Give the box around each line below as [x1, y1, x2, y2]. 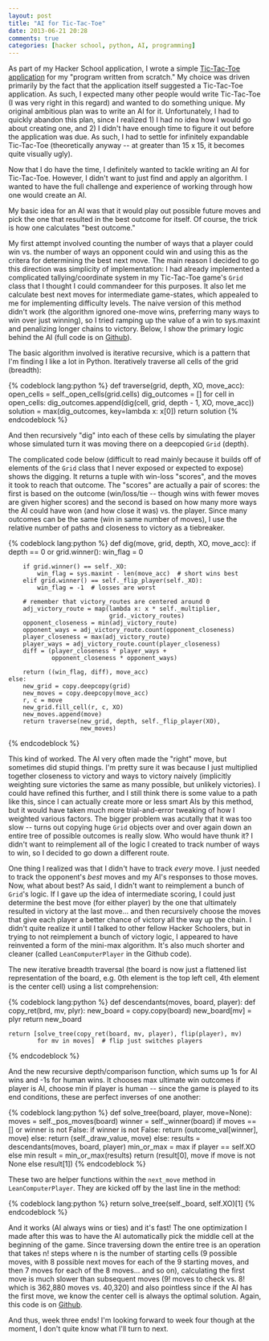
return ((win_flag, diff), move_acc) [22, 668, 149, 676]
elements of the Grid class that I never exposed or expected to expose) [8, 463, 244, 473]
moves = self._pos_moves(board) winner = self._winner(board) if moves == [8, 1117, 257, 1126]
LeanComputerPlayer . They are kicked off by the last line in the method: [8, 1183, 241, 1193]
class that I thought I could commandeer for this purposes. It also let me [8, 281, 247, 291]
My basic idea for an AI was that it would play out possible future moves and [8, 206, 261, 215]
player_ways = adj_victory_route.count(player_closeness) [22, 640, 221, 648]
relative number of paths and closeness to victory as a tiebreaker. [8, 523, 226, 533]
